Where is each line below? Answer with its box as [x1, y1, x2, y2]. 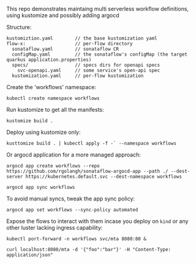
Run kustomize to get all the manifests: [6, 106, 104, 113]
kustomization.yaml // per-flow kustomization [12, 73, 144, 79]
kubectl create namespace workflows [6, 95, 100, 101]
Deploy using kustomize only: [6, 128, 81, 136]
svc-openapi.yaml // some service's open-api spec [17, 67, 160, 73]
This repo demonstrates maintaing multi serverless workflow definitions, [6, 5, 189, 12]
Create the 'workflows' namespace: [6, 84, 97, 90]
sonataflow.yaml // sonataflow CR [12, 46, 119, 52]
